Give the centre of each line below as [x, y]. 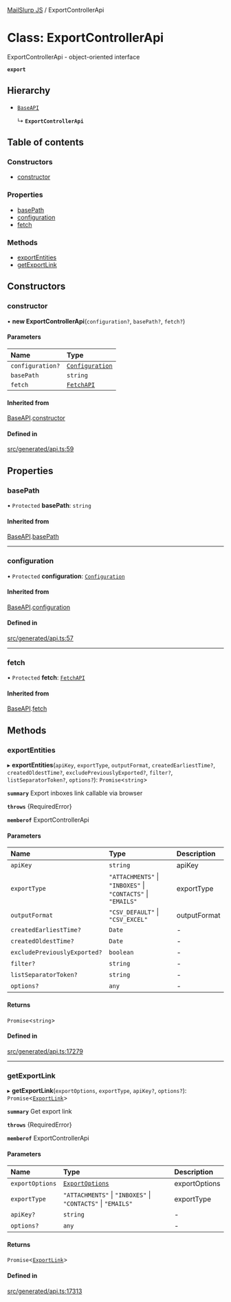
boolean [121, 953]
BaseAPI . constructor [36, 418]
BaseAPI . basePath [33, 537]
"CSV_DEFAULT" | [134, 912]
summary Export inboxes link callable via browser [75, 793]
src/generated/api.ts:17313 [45, 1291]
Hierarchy [29, 91]
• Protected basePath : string [49, 506]
